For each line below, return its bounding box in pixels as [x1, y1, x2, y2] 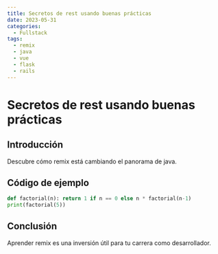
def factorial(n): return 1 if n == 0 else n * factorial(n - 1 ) [7, 195, 192, 203]
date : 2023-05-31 [7, 16, 57, 23]
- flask [13, 61, 36, 68]
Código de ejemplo [7, 176, 89, 189]
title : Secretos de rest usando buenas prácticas [7, 10, 152, 17]
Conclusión [7, 220, 58, 232]
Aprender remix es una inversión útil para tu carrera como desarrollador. [7, 238, 211, 247]
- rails [13, 67, 36, 74]
